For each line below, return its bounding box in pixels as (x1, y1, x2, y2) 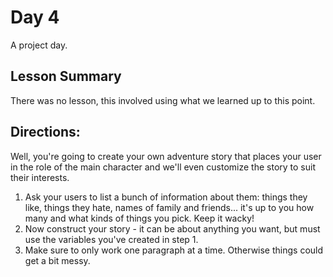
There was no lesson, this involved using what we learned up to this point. (10, 94, 316, 106)
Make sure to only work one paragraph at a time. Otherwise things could (24, 244, 324, 256)
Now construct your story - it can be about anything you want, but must (24, 222, 321, 235)
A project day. (10, 39, 68, 51)
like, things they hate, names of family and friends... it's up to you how (24, 201, 315, 213)
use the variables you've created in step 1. (24, 233, 199, 245)
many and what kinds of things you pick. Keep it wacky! (24, 212, 255, 224)
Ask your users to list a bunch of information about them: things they (24, 191, 308, 203)
